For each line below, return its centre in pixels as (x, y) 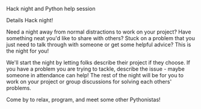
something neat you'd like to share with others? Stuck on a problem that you (101, 38)
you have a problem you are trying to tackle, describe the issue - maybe (95, 69)
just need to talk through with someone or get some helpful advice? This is (99, 45)
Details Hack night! (29, 20)
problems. (19, 88)
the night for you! (28, 51)
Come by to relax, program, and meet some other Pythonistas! (83, 99)
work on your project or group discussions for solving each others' (89, 81)
